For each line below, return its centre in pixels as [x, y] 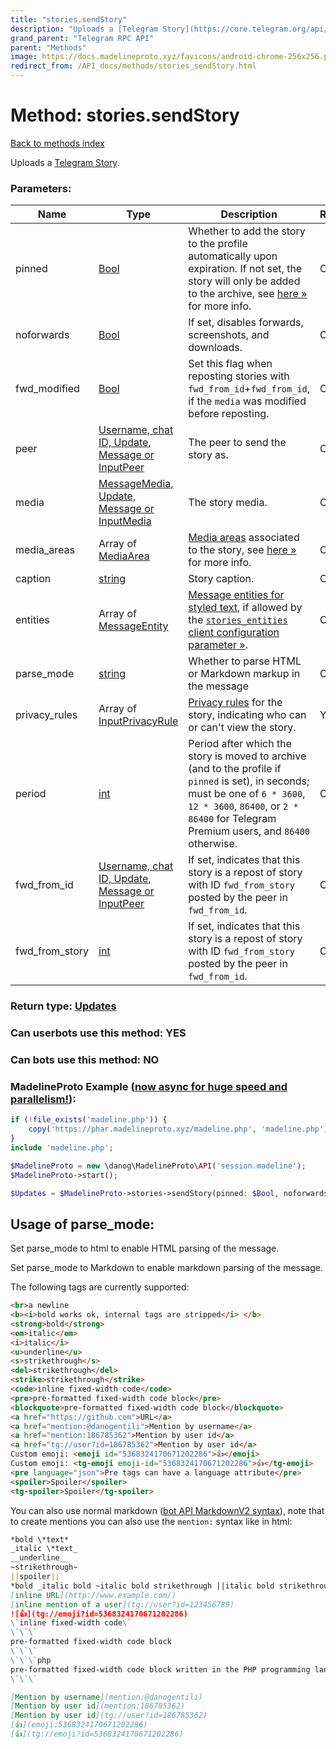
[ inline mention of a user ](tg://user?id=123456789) [122, 1604]
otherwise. [213, 844]
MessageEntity [133, 626]
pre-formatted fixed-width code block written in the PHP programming [160, 1669]
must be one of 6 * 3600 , [247, 794]
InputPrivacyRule [138, 721]
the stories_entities [238, 620]
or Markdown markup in [244, 674]
